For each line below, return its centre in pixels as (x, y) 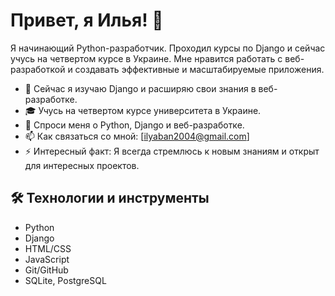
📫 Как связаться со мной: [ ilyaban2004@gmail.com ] (137, 136)
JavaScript (47, 259)
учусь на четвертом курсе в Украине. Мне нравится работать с (146, 58)
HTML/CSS (48, 248)
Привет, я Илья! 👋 (87, 20)
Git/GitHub (46, 270)
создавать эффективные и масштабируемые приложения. (199, 69)
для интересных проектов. (82, 165)
